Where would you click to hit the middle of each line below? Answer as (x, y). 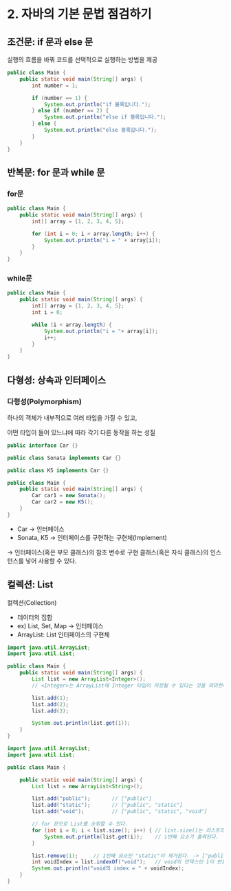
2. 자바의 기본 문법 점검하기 (80, 14)
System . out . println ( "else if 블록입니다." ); (105, 117)
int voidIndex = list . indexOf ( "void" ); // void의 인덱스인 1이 (123, 862)
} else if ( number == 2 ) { (70, 111)
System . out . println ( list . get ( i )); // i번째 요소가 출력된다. (131, 837)
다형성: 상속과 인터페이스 (57, 380)
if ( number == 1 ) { (60, 98)
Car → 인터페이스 (41, 529)
